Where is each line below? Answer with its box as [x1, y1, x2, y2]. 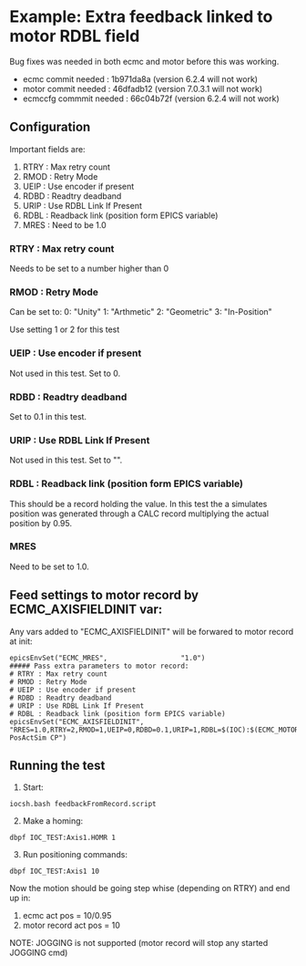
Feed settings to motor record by [9, 587, 199, 603]
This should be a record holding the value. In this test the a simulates [9, 498, 268, 509]
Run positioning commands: [22, 849, 127, 860]
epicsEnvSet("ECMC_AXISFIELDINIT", [9, 717, 145, 726]
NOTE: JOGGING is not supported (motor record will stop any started [9, 938, 269, 949]
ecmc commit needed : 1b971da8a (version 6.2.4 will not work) [22, 73, 258, 84]
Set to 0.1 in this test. [9, 410, 87, 421]
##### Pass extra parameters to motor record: [9, 661, 189, 670]
